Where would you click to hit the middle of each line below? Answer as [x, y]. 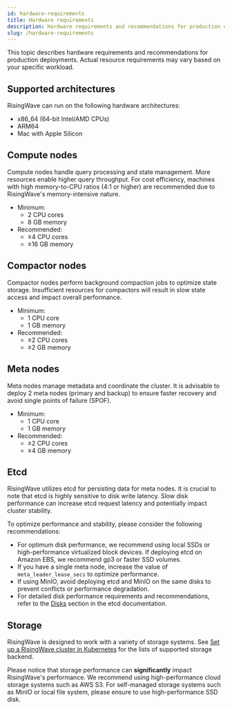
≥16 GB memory [50, 244]
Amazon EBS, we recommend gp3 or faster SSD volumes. [99, 560]
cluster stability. [30, 511]
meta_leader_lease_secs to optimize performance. [88, 574]
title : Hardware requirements [51, 20]
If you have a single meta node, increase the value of [92, 567]
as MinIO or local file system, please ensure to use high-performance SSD [113, 692]
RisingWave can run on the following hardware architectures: [94, 106]
